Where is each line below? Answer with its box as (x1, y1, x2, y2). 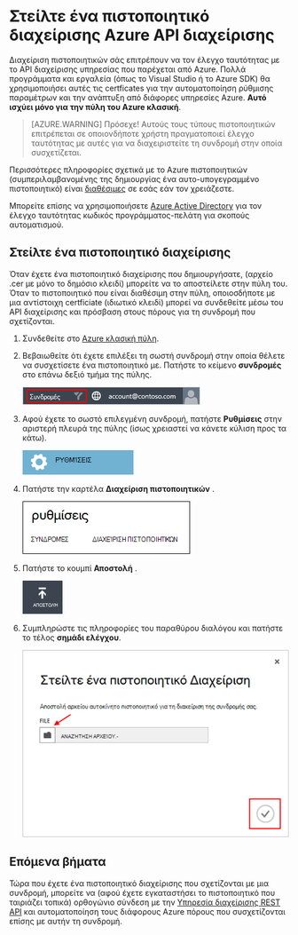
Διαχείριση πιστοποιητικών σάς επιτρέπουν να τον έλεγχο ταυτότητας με (9, 54, 280, 65)
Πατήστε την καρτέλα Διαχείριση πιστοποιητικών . (21, 483, 215, 494)
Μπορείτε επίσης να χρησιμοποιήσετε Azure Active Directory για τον (9, 200, 263, 210)
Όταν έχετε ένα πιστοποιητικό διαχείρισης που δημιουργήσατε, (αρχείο (9, 268, 273, 279)
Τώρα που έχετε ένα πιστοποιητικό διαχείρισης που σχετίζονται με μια (9, 877, 269, 889)
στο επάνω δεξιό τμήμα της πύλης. (21, 368, 153, 379)
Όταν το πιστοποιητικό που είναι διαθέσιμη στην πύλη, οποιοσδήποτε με (9, 287, 276, 298)
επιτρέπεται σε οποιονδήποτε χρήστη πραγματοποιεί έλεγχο (30, 128, 255, 139)
